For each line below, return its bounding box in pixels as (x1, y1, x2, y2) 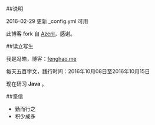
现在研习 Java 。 (6, 80, 47, 87)
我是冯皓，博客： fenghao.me (6, 55, 77, 62)
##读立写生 (6, 43, 34, 50)
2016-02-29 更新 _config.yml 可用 (6, 18, 88, 25)
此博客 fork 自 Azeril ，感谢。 (6, 30, 75, 37)
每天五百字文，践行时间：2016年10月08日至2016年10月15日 (6, 68, 150, 75)
